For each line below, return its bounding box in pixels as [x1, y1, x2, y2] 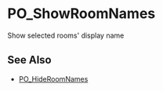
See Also [7, 53, 52, 67]
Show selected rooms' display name [7, 31, 125, 40]
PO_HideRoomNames [18, 74, 89, 83]
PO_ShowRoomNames [7, 5, 156, 23]
